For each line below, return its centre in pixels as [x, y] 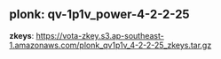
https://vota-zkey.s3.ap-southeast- [100, 35]
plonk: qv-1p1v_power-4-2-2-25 [99, 15]
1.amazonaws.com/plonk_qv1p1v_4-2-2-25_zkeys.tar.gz [110, 45]
